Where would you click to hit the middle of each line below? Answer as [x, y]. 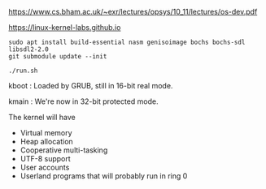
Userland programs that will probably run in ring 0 [104, 176]
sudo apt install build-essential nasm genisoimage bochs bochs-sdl [127, 42]
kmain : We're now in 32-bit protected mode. [83, 101]
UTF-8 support [45, 159]
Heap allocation [46, 142]
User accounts [45, 167]
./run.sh [23, 71]
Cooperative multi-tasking [64, 150]
